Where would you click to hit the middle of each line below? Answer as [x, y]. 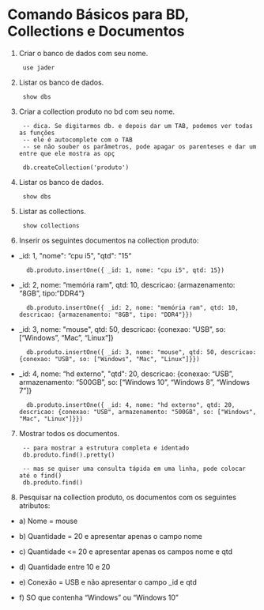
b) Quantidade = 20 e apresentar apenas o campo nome [110, 536]
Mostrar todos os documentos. [69, 433]
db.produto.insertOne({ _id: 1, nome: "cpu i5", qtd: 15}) [126, 270]
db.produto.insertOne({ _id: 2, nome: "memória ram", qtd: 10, [132, 307]
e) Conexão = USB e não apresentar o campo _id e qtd [107, 582]
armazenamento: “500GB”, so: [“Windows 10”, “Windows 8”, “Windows [134, 382]
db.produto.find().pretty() [69, 455]
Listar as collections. [52, 211]
